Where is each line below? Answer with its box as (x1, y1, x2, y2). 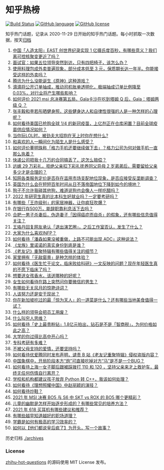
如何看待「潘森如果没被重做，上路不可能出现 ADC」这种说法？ (12, 236, 138, 242)
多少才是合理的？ (12, 169, 47, 175)
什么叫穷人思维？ (12, 315, 47, 321)
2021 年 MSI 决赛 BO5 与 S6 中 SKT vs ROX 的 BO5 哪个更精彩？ (12, 394, 142, 400)
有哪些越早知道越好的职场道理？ (12, 413, 77, 418)
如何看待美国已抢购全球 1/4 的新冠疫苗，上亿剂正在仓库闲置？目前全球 (12, 120, 154, 126)
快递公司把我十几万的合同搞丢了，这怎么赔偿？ (12, 157, 107, 163)
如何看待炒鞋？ (12, 388, 43, 394)
